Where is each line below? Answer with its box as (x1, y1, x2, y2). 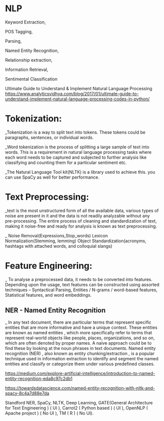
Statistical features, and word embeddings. (5, 292, 92, 298)
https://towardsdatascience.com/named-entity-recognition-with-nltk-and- (5, 385, 155, 391)
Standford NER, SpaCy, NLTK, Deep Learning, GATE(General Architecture (5, 399, 153, 405)
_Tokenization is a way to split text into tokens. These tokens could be (5, 129, 146, 135)
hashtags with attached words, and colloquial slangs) (5, 243, 113, 249)
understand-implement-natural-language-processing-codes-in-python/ (5, 96, 150, 102)
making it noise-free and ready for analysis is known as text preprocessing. (5, 223, 157, 229)
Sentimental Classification (5, 76, 58, 82)
